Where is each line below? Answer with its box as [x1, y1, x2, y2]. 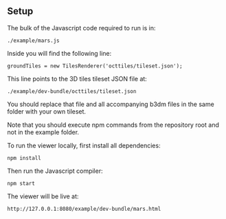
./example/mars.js [7, 37, 60, 44]
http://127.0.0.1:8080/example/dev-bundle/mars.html [7, 205, 161, 212]
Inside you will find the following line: [7, 49, 112, 57]
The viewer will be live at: [7, 192, 79, 200]
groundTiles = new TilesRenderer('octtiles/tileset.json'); [7, 62, 183, 70]
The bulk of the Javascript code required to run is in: [7, 23, 156, 32]
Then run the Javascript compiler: [7, 167, 103, 175]
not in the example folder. [7, 127, 80, 136]
